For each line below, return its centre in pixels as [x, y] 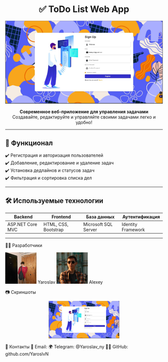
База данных [100, 217]
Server [90, 229]
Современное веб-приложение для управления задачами [84, 112]
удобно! [84, 123]
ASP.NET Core [22, 224]
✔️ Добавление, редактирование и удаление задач [59, 163]
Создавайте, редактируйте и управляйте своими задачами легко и [84, 117]
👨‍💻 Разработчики [24, 246]
